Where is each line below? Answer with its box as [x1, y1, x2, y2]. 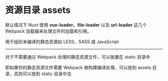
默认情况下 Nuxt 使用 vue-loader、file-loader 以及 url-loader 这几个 [5, 22, 147, 28]
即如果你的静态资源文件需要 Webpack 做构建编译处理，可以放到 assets [5, 64, 151, 70]
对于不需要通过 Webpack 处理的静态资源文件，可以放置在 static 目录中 [5, 54, 150, 60]
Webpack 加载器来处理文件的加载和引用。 [5, 28, 92, 34]
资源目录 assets [5, 4, 71, 16]
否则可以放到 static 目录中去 [13, 71, 71, 77]
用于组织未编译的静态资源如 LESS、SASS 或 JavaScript [5, 38, 119, 45]
